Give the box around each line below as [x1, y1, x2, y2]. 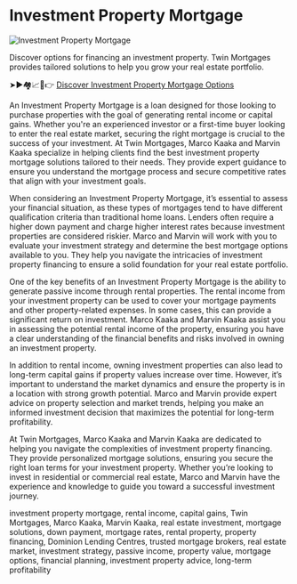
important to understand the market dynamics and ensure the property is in [9, 378, 285, 389]
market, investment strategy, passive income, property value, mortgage [9, 545, 271, 556]
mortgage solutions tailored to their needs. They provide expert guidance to [9, 157, 287, 167]
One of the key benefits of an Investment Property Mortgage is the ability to [9, 276, 286, 287]
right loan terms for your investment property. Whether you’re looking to [9, 462, 274, 473]
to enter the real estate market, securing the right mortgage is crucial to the [9, 128, 285, 139]
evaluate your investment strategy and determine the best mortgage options [9, 239, 289, 250]
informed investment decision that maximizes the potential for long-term [9, 407, 274, 418]
